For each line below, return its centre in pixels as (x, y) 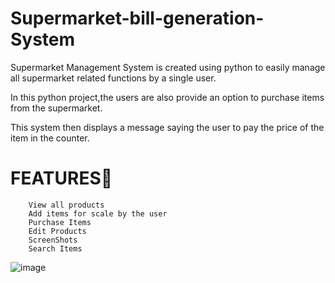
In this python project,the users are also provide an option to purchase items (167, 97)
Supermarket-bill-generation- (137, 18)
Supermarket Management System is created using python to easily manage (168, 67)
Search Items (55, 248)
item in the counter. (50, 138)
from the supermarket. (56, 108)
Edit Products (57, 231)
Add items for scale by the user (98, 213)
